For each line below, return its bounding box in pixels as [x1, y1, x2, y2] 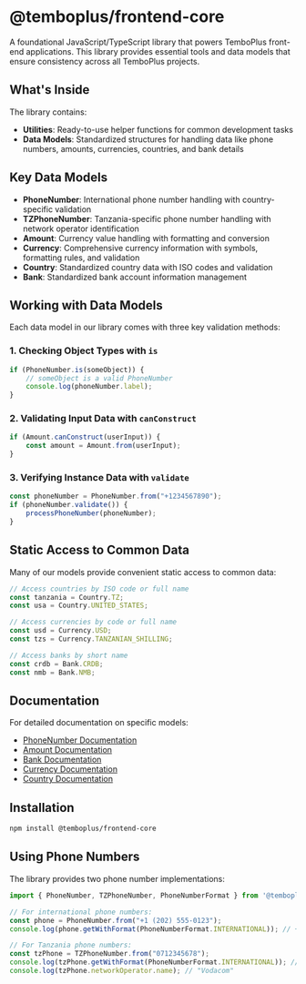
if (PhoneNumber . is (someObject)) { [9, 365, 145, 374]
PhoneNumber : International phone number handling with [22, 194, 240, 205]
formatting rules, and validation [22, 252, 140, 263]
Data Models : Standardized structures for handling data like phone [22, 134, 274, 145]
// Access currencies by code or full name [9, 617, 178, 627]
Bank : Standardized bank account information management [22, 271, 248, 282]
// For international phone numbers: [9, 908, 153, 917]
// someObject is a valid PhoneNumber [25, 373, 173, 383]
